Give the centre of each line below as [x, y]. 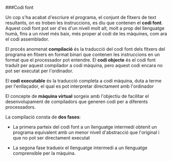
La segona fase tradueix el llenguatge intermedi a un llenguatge [80, 148]
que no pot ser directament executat [51, 138]
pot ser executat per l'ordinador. [39, 71]
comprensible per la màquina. [44, 153]
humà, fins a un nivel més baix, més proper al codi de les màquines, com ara [86, 34]
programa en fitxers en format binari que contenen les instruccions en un [83, 54]
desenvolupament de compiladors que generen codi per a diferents [77, 102]
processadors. [21, 107]
